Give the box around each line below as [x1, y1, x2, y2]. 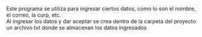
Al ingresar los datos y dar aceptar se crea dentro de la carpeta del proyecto [6, 18, 196, 24]
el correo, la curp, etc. [6, 11, 62, 18]
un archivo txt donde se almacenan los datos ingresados [6, 24, 147, 31]
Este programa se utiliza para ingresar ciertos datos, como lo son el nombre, [6, 5, 196, 12]
